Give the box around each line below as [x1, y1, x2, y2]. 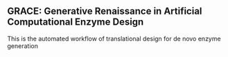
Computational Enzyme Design [7, 16, 144, 28]
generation [7, 41, 38, 50]
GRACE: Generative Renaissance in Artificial [7, 5, 202, 17]
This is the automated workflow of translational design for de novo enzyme [7, 34, 221, 43]
